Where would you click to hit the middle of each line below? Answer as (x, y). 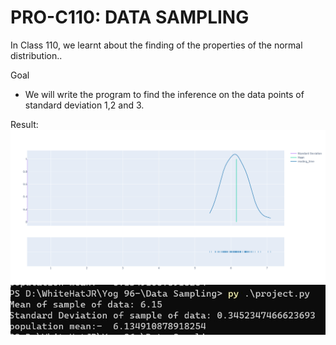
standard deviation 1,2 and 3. (84, 105)
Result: (24, 124)
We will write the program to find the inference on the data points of (164, 94)
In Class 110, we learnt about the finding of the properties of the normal (156, 45)
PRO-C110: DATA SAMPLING (130, 17)
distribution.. (36, 55)
